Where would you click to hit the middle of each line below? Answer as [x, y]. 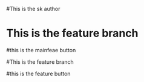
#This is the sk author [33, 9]
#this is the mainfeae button [41, 50]
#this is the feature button [38, 73]
